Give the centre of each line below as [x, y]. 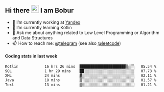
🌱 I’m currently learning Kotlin [42, 27]
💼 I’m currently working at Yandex [46, 22]
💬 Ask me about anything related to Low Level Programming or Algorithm [86, 33]
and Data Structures [32, 37]
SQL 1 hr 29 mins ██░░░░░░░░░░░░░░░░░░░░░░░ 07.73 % [81, 71]
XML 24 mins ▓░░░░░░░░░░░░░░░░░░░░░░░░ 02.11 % [81, 75]
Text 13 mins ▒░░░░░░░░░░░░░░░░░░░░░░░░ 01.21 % [81, 85]
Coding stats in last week [31, 56]
